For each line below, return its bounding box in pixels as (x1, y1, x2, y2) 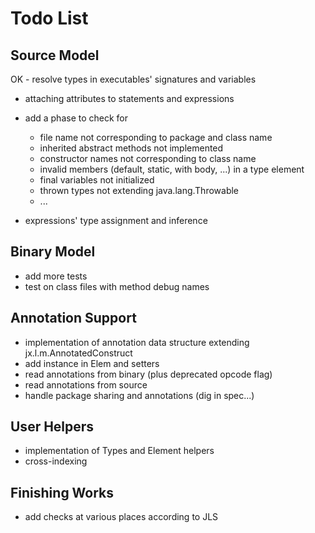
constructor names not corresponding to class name (39, 153, 257, 164)
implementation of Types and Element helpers (24, 445, 215, 457)
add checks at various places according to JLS (24, 511, 219, 523)
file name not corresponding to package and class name (39, 132, 273, 143)
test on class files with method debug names (24, 280, 210, 292)
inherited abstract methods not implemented (39, 142, 224, 154)
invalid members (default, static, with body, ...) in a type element (39, 163, 305, 175)
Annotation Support (10, 310, 137, 327)
